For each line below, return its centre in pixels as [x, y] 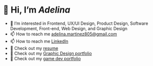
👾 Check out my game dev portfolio [46, 58]
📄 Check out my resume [34, 48]
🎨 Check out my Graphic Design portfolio [51, 53]
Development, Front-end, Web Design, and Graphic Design [69, 28]
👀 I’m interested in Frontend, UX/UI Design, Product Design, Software [79, 23]
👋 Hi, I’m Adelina [37, 10]
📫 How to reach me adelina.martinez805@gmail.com [63, 34]
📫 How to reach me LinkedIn [39, 41]
